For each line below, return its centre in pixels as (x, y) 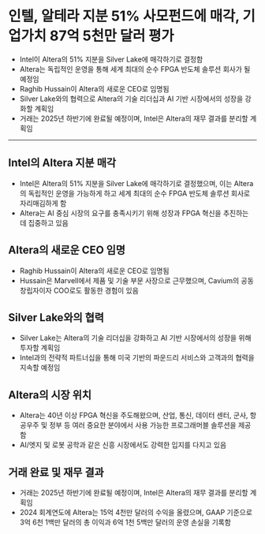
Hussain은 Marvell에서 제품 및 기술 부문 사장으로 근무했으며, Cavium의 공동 (136, 280)
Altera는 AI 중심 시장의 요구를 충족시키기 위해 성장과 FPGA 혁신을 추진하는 (134, 213)
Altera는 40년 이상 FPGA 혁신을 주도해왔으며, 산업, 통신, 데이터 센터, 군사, (134, 416)
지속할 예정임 (40, 368)
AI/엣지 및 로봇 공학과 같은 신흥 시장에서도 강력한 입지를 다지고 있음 (123, 445)
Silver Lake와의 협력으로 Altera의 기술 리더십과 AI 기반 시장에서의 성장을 (131, 99)
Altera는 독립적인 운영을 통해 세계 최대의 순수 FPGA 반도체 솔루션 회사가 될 (135, 69)
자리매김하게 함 (43, 203)
